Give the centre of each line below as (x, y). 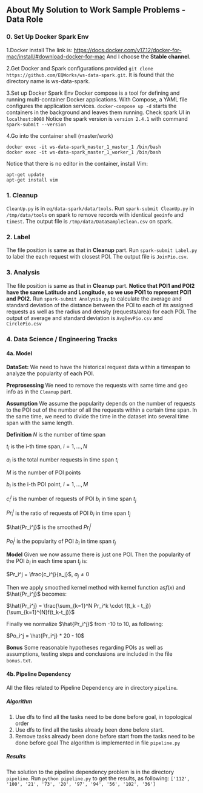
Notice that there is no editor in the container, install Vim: (77, 163)
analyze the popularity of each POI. (50, 373)
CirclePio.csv (24, 324)
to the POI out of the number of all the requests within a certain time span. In (102, 410)
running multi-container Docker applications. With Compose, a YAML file (97, 99)
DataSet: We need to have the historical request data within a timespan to (98, 367)
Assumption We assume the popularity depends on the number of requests (101, 403)
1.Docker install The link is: (39, 50)
